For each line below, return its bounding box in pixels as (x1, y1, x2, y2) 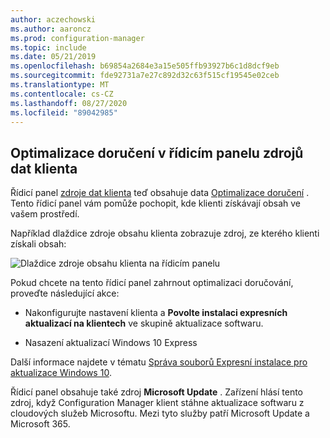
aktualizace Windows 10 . (10, 367, 112, 379)
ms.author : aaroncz (10, 24, 92, 34)
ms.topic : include (10, 42, 87, 53)
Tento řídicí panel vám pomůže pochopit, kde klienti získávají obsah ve (10, 197, 301, 210)
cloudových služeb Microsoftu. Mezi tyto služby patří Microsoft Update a (10, 407, 310, 420)
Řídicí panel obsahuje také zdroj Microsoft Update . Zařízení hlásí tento (10, 386, 304, 398)
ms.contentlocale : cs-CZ (10, 89, 114, 99)
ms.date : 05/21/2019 (10, 52, 97, 62)
